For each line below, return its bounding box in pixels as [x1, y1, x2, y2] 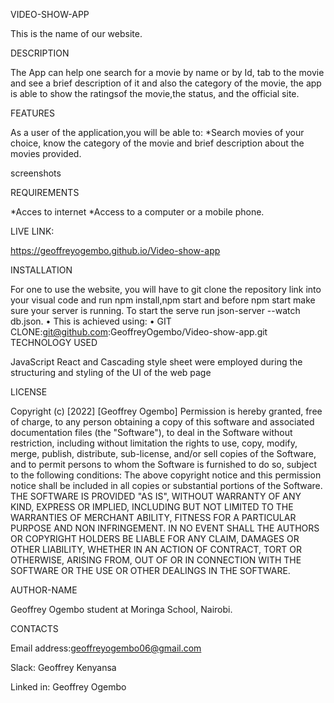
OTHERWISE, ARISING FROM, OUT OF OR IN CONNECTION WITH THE [10, 554, 302, 566]
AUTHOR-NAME [10, 584, 78, 596]
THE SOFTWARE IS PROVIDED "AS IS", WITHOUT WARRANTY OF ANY [10, 490, 302, 502]
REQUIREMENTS [10, 187, 80, 198]
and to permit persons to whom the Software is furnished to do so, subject [10, 459, 318, 470]
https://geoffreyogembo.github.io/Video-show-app [10, 245, 221, 256]
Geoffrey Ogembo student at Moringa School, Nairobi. [10, 604, 233, 615]
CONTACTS [10, 623, 59, 634]
